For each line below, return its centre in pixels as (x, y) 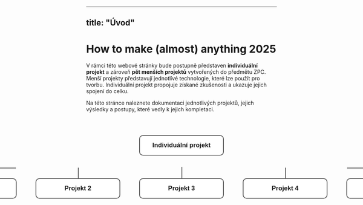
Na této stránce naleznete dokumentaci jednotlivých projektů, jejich (170, 103)
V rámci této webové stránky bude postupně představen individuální (172, 66)
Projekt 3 (181, 188)
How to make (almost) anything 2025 (181, 49)
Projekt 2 (78, 188)
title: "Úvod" (111, 23)
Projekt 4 (285, 188)
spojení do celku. (107, 91)
